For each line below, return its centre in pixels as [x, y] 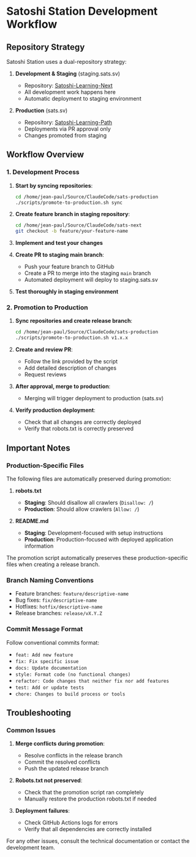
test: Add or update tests [50, 688]
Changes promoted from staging [66, 135]
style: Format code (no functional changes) [73, 674]
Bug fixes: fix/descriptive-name [56, 600]
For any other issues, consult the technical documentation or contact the [98, 841]
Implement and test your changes [59, 243]
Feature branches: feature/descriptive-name [72, 594]
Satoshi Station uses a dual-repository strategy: [66, 62]
